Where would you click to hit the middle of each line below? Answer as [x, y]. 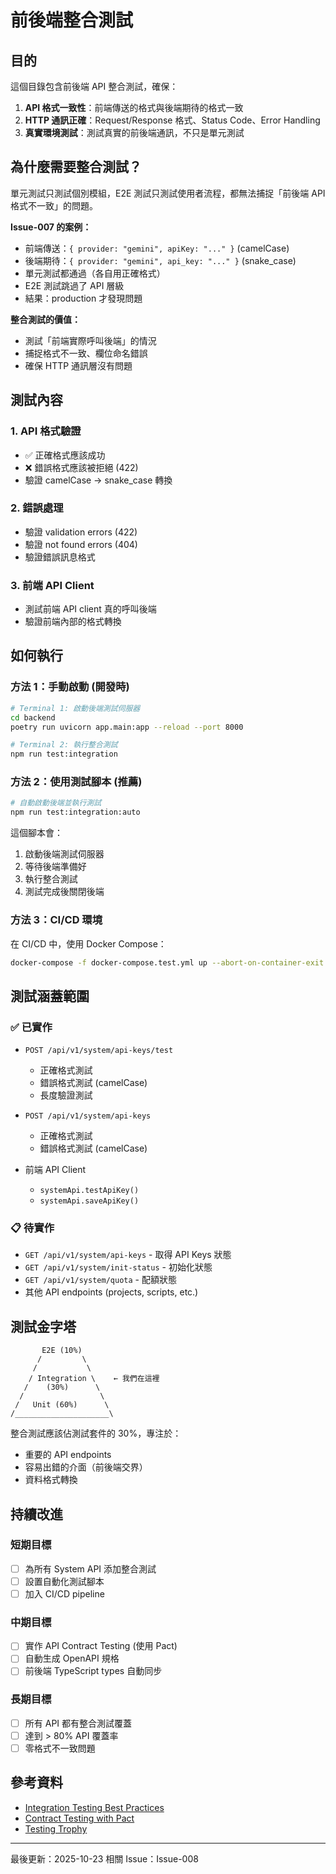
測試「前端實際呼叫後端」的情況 [90, 340]
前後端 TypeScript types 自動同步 [93, 1671]
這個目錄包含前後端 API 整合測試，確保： [94, 86]
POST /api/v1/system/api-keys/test [99, 1051]
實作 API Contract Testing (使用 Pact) [101, 1646]
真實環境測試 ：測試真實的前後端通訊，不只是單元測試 [134, 132]
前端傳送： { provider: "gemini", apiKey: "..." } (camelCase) [157, 248]
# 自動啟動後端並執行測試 [56, 803]
